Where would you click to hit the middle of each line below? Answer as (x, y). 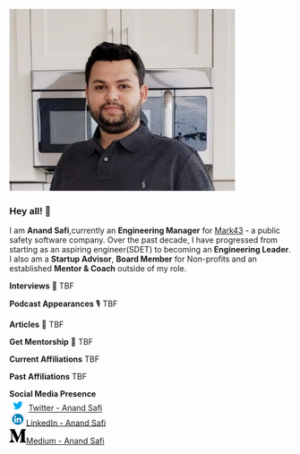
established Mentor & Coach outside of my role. (98, 269)
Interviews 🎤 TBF (42, 286)
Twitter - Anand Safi (65, 408)
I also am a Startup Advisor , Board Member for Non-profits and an (133, 259)
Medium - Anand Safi (65, 441)
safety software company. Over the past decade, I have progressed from (144, 240)
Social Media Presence (53, 394)
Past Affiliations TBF (48, 377)
